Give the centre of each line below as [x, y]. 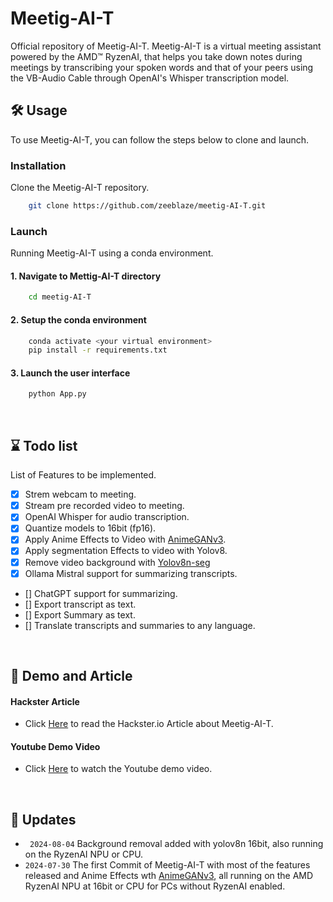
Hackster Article [45, 701]
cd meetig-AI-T [60, 297]
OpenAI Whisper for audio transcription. [107, 517]
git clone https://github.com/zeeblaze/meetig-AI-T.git [147, 206]
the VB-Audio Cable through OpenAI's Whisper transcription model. [150, 78]
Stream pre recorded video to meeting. [104, 506]
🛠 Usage [39, 110]
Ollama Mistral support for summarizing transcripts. [131, 573]
